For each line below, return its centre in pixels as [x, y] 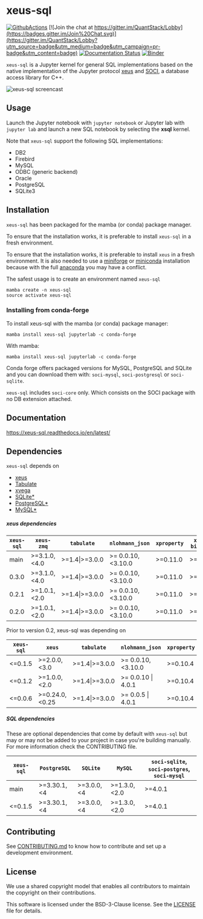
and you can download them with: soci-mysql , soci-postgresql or [88, 374]
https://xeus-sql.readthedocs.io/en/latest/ [58, 432]
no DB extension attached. [39, 399]
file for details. [24, 911]
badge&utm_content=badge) [42, 53]
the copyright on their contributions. [51, 893]
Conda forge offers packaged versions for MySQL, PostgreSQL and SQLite [99, 368]
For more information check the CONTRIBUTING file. [72, 747]
